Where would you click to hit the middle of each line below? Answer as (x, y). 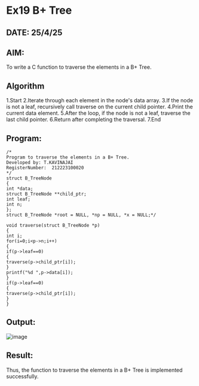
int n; (14, 205)
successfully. (22, 376)
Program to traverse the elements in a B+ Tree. (68, 157)
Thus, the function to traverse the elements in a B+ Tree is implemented (94, 370)
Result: (20, 356)
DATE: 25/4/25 (34, 33)
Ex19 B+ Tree (39, 10)
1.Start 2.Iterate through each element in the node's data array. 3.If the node (99, 101)
